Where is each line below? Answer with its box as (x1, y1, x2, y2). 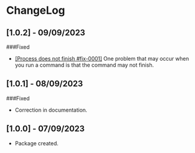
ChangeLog (6, 4, 65, 17)
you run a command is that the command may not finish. (14, 61, 154, 68)
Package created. (14, 139, 59, 147)
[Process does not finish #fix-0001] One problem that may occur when (14, 55, 190, 62)
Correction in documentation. (14, 106, 88, 113)
